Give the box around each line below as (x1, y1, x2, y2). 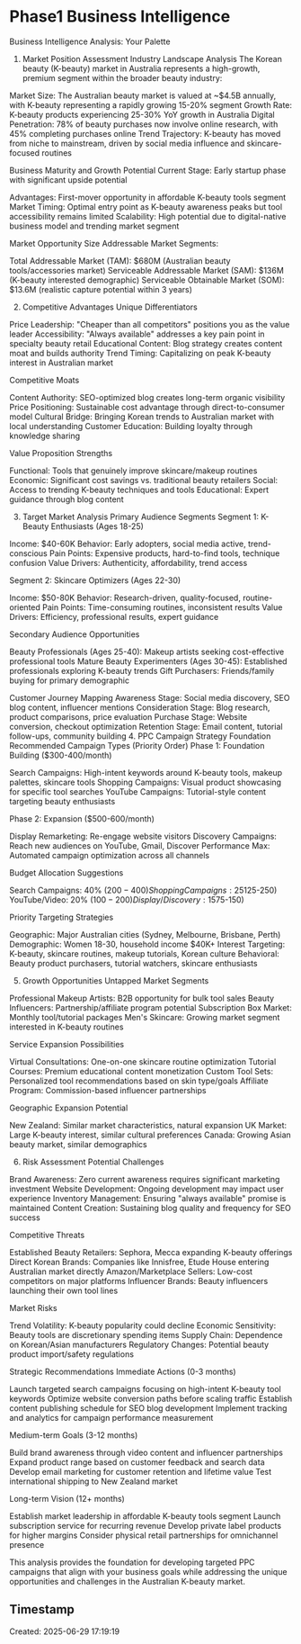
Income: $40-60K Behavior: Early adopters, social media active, (9, 538, 246, 549)
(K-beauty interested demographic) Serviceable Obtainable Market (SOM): (9, 274, 285, 285)
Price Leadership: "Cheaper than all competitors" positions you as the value (9, 319, 290, 329)
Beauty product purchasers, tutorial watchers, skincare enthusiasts (9, 957, 258, 968)
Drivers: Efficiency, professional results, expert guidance (9, 611, 219, 622)
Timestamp (9, 1602, 75, 1617)
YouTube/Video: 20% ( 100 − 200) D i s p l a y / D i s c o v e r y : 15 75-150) (9, 894, 244, 905)
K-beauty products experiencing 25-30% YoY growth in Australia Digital (9, 109, 276, 120)
